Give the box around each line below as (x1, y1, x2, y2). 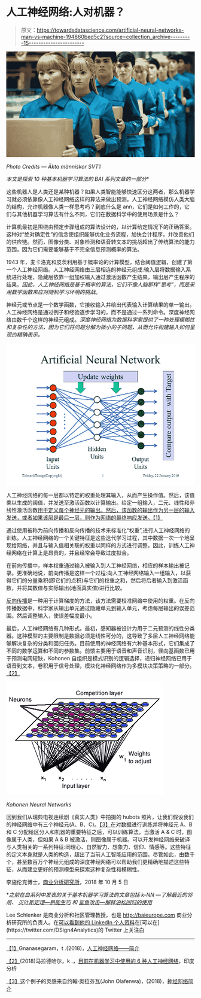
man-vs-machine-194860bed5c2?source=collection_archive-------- (20, 33, 190, 40)
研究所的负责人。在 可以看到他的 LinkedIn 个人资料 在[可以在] (11, 918, 160, 926)
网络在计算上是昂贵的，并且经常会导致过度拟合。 (11, 549, 132, 556)
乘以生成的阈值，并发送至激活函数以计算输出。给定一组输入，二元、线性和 (6, 499, 190, 506)
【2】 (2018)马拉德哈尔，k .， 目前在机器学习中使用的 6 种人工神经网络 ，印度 (6, 957, 194, 964)
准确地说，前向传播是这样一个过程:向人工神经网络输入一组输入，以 (22, 569, 187, 577)
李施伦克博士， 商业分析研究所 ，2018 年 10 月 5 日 (6, 878, 129, 885)
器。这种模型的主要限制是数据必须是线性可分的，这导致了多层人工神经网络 (6, 632, 190, 639)
